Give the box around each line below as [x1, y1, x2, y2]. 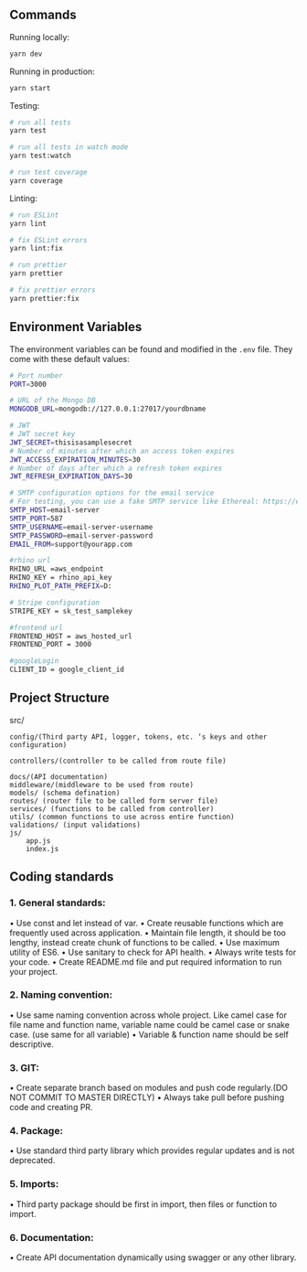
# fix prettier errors [9, 285, 96, 295]
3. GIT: [9, 1061, 39, 1074]
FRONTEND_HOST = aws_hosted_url [9, 631, 132, 641]
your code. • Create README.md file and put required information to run [9, 956, 282, 967]
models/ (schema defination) [9, 788, 121, 797]
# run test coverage [9, 168, 89, 177]
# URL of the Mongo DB [9, 396, 96, 405]
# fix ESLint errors [9, 235, 89, 245]
